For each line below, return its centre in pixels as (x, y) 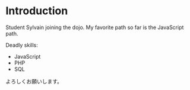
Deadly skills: (22, 45)
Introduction (37, 11)
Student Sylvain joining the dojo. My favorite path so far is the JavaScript (95, 27)
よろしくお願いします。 (34, 81)
